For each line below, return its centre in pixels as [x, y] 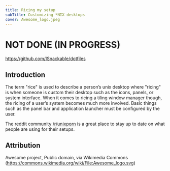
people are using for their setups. [40, 129]
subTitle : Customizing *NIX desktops [45, 15]
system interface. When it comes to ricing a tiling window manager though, [84, 98]
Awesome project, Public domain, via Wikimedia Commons [67, 157]
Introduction [25, 75]
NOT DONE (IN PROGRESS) [63, 45]
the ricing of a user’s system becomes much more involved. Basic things [81, 103]
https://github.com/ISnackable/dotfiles [46, 59]
